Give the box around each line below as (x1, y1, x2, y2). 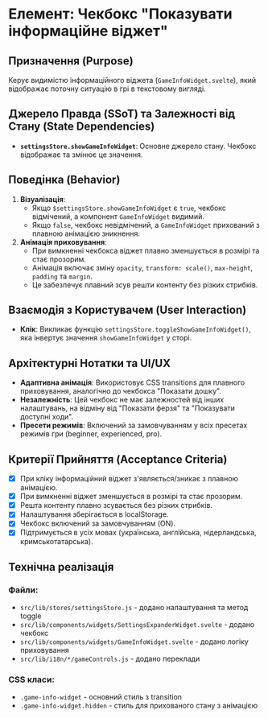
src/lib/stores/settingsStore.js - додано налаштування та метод (19, 603, 249, 613)
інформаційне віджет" (8, 22, 168, 40)
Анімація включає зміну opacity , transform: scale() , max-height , (31, 262, 254, 272)
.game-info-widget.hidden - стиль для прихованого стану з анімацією (19, 701, 258, 711)
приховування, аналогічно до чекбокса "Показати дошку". (19, 386, 222, 396)
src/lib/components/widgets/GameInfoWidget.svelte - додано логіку (19, 637, 249, 646)
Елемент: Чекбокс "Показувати (8, 5, 233, 23)
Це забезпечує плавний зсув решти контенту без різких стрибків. (31, 279, 258, 290)
